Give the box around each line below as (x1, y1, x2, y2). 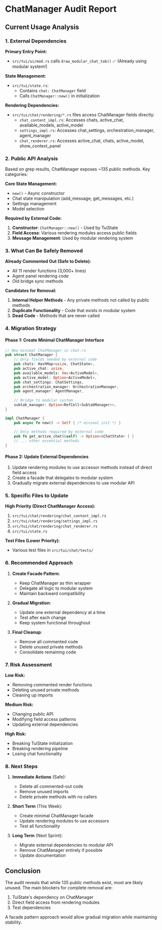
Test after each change (19, 614, 66, 620)
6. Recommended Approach (5, 559, 73, 566)
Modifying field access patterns (12, 717, 77, 722)
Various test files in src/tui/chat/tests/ (12, 547, 94, 553)
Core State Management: (5, 181, 57, 187)
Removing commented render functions (12, 682, 92, 688)
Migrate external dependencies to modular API (19, 842, 113, 848)
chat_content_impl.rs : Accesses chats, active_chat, (19, 117, 124, 123)
